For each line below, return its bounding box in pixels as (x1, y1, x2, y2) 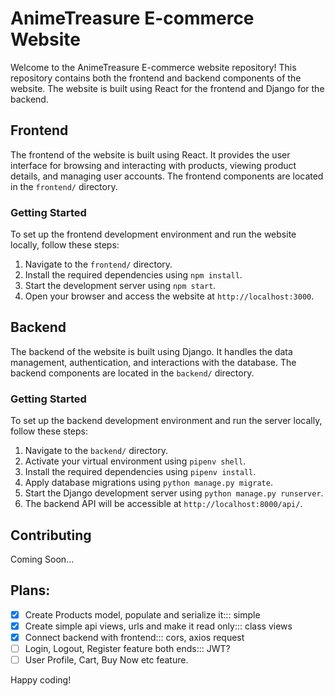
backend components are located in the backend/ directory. (10, 367, 255, 379)
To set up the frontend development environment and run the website (10, 228, 297, 241)
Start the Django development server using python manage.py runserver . (24, 487, 324, 499)
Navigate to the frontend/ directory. (24, 258, 173, 271)
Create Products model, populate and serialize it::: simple (24, 608, 261, 621)
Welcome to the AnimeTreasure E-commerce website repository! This (10, 61, 297, 73)
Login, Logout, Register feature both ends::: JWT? (24, 642, 231, 654)
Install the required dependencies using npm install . (24, 269, 243, 281)
